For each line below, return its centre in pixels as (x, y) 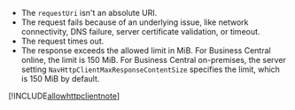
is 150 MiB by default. (60, 79)
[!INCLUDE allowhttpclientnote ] (64, 96)
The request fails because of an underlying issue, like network (135, 22)
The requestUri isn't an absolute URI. (89, 13)
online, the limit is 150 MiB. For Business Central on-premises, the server (154, 60)
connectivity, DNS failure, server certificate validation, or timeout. (140, 31)
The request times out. (62, 41)
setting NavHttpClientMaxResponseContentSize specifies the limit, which (151, 69)
